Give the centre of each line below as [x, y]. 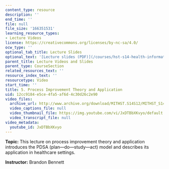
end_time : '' [19, 19]
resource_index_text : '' [31, 76]
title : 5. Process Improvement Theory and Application [64, 90]
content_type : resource [30, 10]
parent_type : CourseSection [35, 66]
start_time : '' [21, 85]
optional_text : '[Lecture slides [40, 57]
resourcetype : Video [27, 80]
